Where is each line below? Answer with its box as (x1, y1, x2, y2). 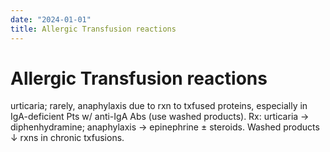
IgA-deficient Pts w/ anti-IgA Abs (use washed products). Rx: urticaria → (10, 111, 310, 123)
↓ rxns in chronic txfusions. (10, 132, 125, 144)
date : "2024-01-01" (10, 14, 92, 25)
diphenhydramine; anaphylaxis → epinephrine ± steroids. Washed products (10, 121, 320, 133)
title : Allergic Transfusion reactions (10, 24, 177, 34)
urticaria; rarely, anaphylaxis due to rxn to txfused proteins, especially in (10, 100, 308, 112)
